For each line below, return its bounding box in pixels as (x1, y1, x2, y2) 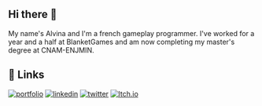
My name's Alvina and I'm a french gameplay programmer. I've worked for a (8, 28, 255, 38)
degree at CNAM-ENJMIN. (8, 45, 94, 55)
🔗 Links (8, 68, 45, 82)
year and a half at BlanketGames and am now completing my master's (8, 37, 235, 46)
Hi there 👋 (8, 8, 57, 21)
